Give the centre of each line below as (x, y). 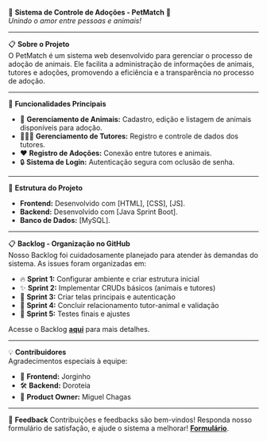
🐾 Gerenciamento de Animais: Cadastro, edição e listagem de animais (135, 119)
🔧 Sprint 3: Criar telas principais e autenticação (98, 297)
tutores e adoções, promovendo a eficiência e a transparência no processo (131, 72)
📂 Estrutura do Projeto (46, 188)
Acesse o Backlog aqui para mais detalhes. (79, 329)
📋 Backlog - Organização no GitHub (70, 244)
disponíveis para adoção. (61, 128)
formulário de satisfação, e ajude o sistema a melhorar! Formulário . (118, 428)
